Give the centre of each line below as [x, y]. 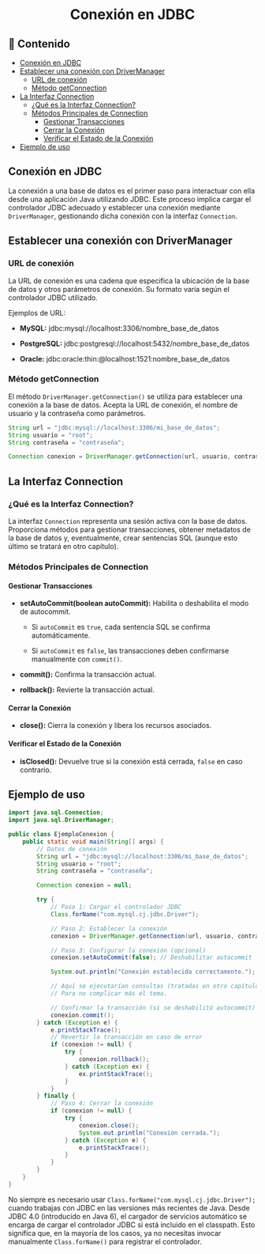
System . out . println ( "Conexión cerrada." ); [149, 1133]
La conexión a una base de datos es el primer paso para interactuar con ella [131, 191]
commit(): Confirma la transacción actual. [88, 675]
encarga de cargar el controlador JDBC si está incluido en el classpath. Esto [132, 1225]
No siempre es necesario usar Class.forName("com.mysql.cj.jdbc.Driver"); [132, 1199]
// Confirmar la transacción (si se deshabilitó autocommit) [153, 1008]
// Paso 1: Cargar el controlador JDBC [116, 907]
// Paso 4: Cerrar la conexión [102, 1104]
